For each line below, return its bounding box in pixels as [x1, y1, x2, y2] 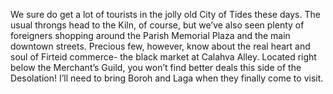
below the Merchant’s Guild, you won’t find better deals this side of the [10, 62, 302, 73]
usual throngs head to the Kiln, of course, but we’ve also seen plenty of [10, 19, 305, 31]
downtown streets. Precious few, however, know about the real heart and [10, 40, 311, 52]
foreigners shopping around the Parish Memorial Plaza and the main [10, 30, 291, 41]
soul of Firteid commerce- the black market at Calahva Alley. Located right [10, 51, 317, 63]
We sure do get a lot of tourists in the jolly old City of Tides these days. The [10, 9, 321, 20]
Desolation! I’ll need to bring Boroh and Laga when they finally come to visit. [10, 72, 324, 84]
